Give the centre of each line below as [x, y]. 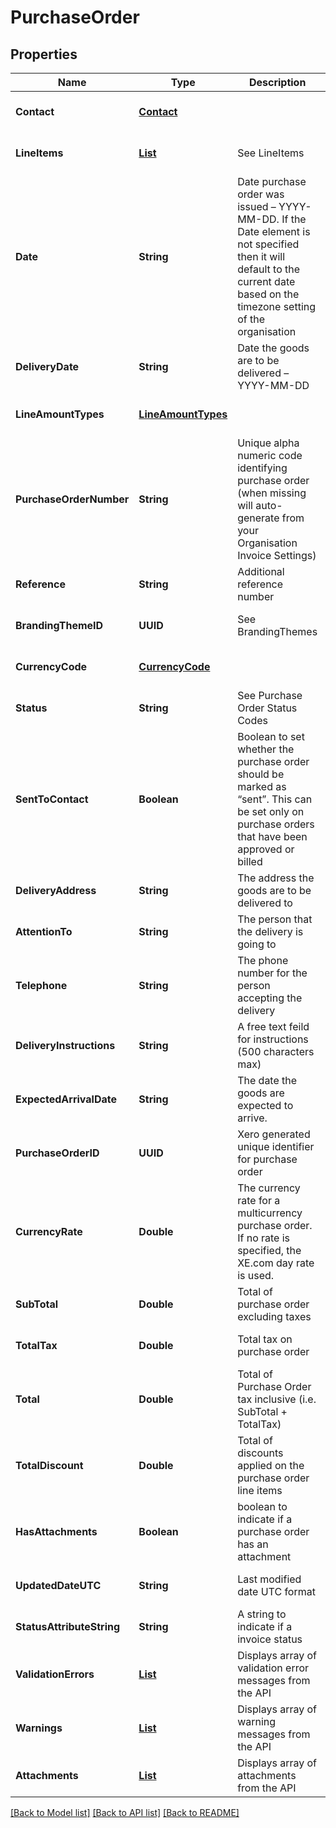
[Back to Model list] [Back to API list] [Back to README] [125, 1812]
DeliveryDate [47, 366]
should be [261, 774]
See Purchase [270, 695]
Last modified [269, 1579]
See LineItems [271, 153]
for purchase [267, 1159]
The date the [267, 1080]
